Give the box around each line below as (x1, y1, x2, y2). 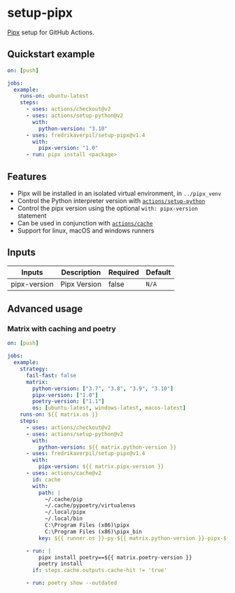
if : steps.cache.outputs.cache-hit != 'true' (32, 567, 168, 574)
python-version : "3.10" (38, 125, 108, 132)
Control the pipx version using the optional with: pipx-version (17, 204, 198, 212)
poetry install (38, 560, 83, 568)
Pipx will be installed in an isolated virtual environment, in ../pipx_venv (17, 189, 222, 197)
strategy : (20, 365, 49, 372)
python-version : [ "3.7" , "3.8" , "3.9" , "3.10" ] (32, 385, 173, 392)
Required (108, 267, 140, 277)
